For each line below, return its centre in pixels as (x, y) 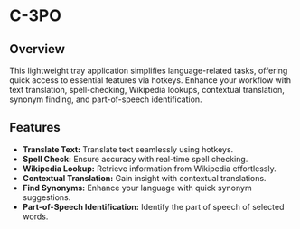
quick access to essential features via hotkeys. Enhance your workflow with (150, 80)
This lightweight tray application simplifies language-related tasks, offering (149, 70)
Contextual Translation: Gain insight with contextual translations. (144, 178)
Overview (37, 49)
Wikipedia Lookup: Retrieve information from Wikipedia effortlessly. (150, 169)
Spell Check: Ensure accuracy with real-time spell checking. (135, 159)
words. (35, 216)
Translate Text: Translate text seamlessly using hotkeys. (128, 149)
